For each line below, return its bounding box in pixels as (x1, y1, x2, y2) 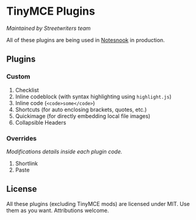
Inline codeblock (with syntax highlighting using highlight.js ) (15, 93, 172, 100)
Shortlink (15, 159, 38, 167)
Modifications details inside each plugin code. (6, 148, 123, 155)
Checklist (15, 86, 39, 94)
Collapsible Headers (15, 119, 67, 126)
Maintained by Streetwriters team (6, 24, 91, 32)
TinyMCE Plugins (6, 4, 96, 18)
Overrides (6, 134, 37, 142)
